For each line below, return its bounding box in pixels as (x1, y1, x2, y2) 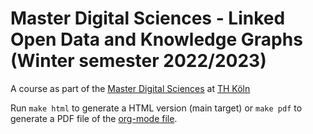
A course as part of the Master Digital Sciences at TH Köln (10, 82, 251, 94)
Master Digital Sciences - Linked (10, 7, 286, 30)
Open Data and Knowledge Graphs (10, 28, 303, 51)
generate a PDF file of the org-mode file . (10, 112, 178, 124)
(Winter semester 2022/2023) (10, 50, 267, 72)
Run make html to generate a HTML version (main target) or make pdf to (10, 102, 303, 114)
